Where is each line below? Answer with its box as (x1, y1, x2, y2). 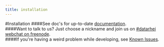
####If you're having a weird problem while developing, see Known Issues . (5, 36, 160, 42)
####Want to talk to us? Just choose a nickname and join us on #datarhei (5, 25, 156, 32)
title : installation (5, 7, 48, 12)
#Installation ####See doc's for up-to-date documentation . (5, 21, 127, 26)
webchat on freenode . (5, 31, 51, 37)
